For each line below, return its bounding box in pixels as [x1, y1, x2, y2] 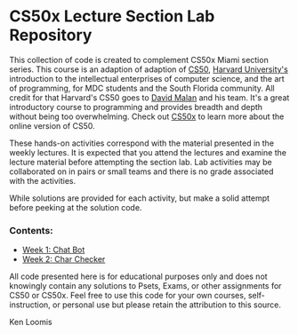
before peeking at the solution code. [9, 202, 142, 212]
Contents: [9, 224, 53, 236]
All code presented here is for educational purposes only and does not [9, 271, 269, 282]
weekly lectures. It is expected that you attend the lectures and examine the [9, 147, 287, 157]
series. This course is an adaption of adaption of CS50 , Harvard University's [9, 64, 289, 75]
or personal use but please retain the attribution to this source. [52, 299, 282, 310]
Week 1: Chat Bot [21, 244, 85, 255]
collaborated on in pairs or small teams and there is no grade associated [9, 166, 274, 177]
